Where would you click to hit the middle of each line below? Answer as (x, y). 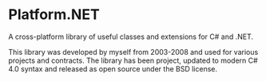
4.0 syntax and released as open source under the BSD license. (113, 68)
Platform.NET (54, 15)
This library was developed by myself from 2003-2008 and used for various (133, 52)
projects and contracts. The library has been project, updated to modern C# (133, 60)
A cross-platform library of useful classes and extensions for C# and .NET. (131, 37)
